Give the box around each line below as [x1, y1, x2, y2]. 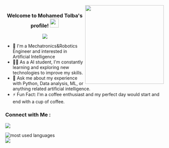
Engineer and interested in [12, 48, 67, 54]
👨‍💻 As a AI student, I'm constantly [12, 59, 83, 65]
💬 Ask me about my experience [12, 75, 78, 81]
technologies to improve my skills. [12, 70, 83, 76]
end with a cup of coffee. [12, 99, 65, 105]
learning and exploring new [12, 64, 69, 70]
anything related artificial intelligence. [12, 86, 91, 92]
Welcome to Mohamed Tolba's [7, 12, 83, 19]
